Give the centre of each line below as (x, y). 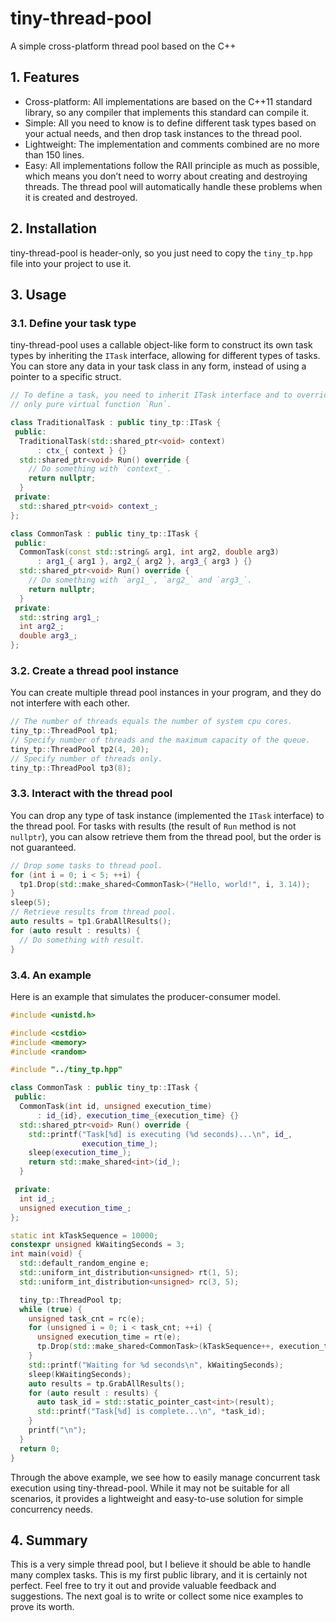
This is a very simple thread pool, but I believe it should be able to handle (161, 1564)
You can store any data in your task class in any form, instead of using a (158, 366)
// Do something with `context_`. (100, 469)
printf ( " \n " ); (57, 1430)
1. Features (45, 77)
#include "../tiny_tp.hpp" (66, 1070)
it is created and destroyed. (81, 197)
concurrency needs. (52, 1509)
